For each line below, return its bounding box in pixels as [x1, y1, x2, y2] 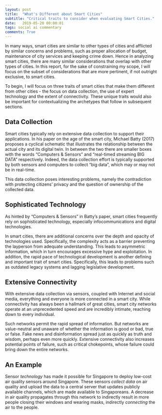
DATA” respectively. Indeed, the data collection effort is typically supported [5, 156, 155, 162]
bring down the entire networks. [5, 347, 69, 352]
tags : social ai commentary [5, 25, 62, 30]
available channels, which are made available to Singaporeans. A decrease [5, 389, 154, 395]
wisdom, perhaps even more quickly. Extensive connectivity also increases [5, 336, 155, 342]
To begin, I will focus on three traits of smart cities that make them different [5, 83, 155, 89]
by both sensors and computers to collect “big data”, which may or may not [5, 161, 155, 167]
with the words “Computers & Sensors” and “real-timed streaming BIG [5, 151, 145, 157]
